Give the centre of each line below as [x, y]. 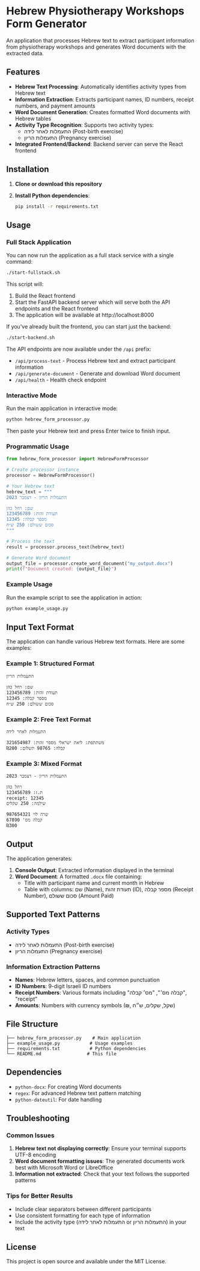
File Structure [32, 1024]
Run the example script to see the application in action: [74, 597]
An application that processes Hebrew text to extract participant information [100, 40]
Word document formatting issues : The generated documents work [100, 1161]
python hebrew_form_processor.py [48, 420]
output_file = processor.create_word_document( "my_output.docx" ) [89, 563]
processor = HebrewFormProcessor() [51, 476]
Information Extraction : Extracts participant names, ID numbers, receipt [104, 99]
